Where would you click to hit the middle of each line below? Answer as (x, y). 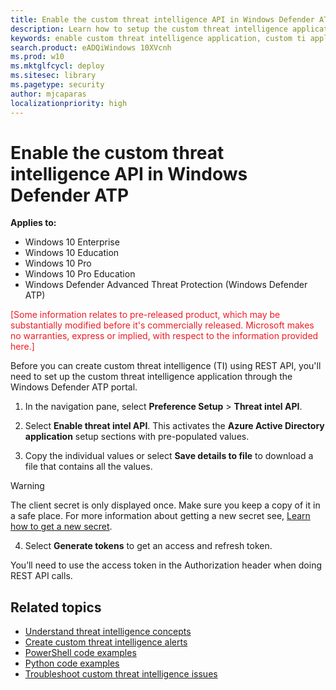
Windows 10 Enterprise (72, 242)
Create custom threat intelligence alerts (106, 642)
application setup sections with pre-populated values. (137, 437)
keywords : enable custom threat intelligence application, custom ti (158, 38)
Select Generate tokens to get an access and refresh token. (148, 546)
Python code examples (72, 663)
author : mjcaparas (48, 94)
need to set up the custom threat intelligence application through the (151, 377)
